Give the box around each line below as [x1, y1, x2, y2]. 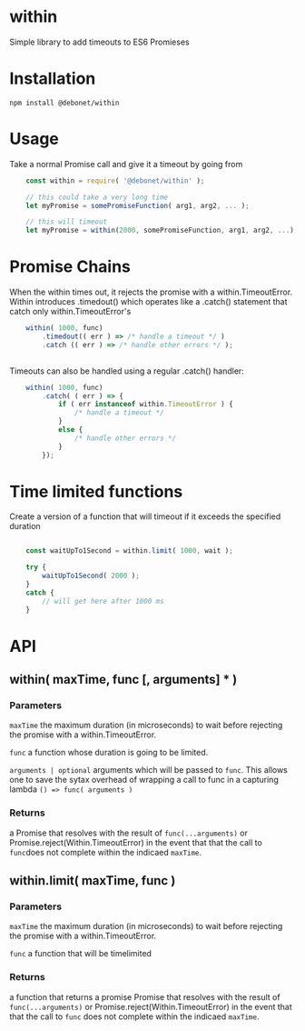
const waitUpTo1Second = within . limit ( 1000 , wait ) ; [25, 546, 233, 556]
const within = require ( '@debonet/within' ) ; [25, 175, 205, 185]
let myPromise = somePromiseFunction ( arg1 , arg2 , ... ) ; [25, 201, 250, 210]
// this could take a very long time [25, 193, 169, 202]
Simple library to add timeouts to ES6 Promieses [9, 36, 190, 47]
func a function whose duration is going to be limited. [9, 747, 209, 758]
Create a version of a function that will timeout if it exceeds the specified [9, 511, 281, 522]
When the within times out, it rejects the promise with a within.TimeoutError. [9, 286, 293, 297]
